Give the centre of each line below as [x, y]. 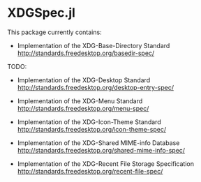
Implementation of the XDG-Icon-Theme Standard [89, 122]
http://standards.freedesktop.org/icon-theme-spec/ [91, 129]
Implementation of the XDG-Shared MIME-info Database [98, 143]
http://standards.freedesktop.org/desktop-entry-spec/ [96, 87]
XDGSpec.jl [41, 13]
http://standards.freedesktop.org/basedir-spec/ [86, 53]
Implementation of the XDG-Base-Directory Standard [94, 45]
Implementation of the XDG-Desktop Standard [84, 80]
